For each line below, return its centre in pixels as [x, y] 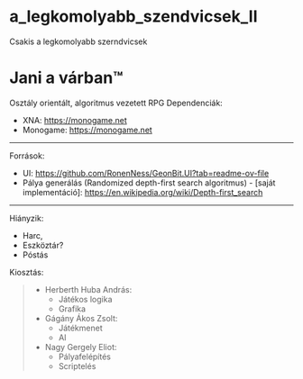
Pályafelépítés [84, 356]
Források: [27, 156]
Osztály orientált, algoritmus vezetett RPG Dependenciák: [116, 103]
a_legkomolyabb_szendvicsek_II [134, 17]
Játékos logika [85, 299]
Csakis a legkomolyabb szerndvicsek [78, 41]
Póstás [35, 255]
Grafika [72, 309]
